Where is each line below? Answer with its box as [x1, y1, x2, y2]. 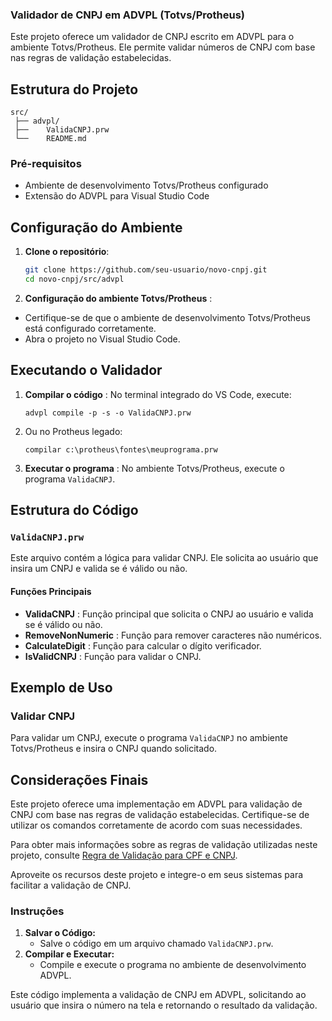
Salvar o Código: [24, 927, 97, 939]
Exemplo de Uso [10, 679, 113, 697]
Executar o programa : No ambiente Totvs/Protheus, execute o [24, 462, 285, 474]
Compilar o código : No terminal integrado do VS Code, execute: [24, 388, 292, 400]
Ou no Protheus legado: [24, 425, 123, 437]
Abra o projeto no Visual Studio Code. [24, 333, 181, 345]
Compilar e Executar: [24, 948, 115, 960]
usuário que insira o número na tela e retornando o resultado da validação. [10, 999, 318, 1012]
